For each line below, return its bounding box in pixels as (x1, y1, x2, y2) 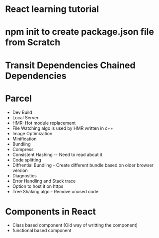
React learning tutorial (5, 3, 99, 15)
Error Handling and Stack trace (12, 178, 76, 184)
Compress (12, 146, 34, 152)
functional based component (12, 228, 72, 234)
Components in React (5, 206, 96, 217)
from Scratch (5, 37, 61, 48)
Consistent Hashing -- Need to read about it (12, 152, 103, 158)
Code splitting (12, 157, 41, 162)
